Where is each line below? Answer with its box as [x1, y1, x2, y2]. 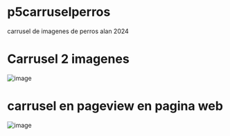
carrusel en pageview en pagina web [7, 98, 224, 114]
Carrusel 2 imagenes [7, 51, 130, 67]
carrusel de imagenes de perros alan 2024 [7, 27, 130, 35]
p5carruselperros [7, 4, 111, 20]
